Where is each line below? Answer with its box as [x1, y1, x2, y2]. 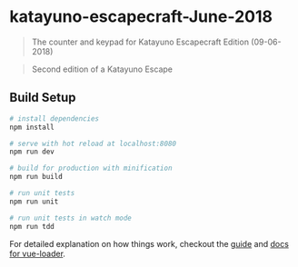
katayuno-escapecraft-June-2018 [9, 6, 273, 27]
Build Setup [9, 90, 76, 105]
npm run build [9, 173, 64, 182]
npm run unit [9, 197, 59, 206]
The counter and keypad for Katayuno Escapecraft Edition [31, 36, 250, 47]
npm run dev [9, 147, 55, 156]
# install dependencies [9, 114, 100, 124]
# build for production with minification [9, 163, 173, 173]
